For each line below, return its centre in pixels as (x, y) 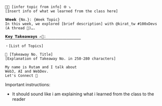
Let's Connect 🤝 (21, 76)
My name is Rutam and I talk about (41, 67)
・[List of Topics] (24, 46)
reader (19, 99)
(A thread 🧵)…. (20, 28)
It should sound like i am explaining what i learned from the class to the (83, 94)
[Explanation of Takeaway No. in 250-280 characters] (61, 59)
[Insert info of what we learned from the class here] (62, 11)
